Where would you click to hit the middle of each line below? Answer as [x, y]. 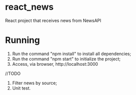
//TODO [13, 73]
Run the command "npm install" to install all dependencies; [71, 54]
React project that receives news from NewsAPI [53, 20]
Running [23, 40]
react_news [29, 7]
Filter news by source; [34, 83]
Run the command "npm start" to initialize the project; [66, 59]
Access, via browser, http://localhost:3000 [55, 64]
